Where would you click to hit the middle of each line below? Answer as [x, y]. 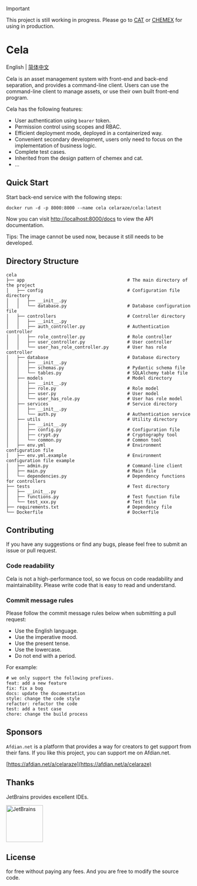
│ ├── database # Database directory [93, 357]
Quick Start [27, 183]
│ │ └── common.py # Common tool [84, 440]
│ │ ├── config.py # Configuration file [93, 430]
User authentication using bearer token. [63, 120]
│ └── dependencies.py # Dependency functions [96, 476]
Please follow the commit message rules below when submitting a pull [91, 613]
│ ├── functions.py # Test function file [93, 497]
